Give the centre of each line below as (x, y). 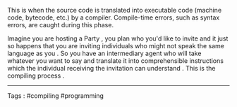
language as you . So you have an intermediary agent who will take (104, 53)
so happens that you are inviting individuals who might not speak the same (116, 46)
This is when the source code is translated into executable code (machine (115, 10)
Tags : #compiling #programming (56, 96)
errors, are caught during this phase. (61, 25)
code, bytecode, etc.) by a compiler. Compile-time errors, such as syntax (114, 17)
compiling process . (36, 76)
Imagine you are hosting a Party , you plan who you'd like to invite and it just (118, 38)
